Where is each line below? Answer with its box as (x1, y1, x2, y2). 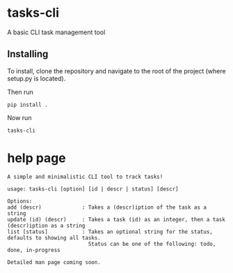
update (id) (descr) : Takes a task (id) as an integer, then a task (7, 216, 226, 223)
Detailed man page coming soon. (7, 258, 101, 266)
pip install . (7, 101, 49, 108)
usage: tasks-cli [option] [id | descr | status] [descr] (7, 185, 179, 193)
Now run (7, 113, 32, 121)
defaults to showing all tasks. (7, 234, 101, 242)
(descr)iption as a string (7, 222, 86, 229)
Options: (7, 198, 33, 205)
